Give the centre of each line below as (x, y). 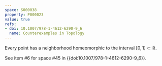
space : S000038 (21, 10)
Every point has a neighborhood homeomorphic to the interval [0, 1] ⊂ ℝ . (81, 48)
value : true (17, 19)
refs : (10, 24)
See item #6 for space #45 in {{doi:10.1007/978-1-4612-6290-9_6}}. (76, 58)
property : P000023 (24, 15)
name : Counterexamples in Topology (47, 33)
